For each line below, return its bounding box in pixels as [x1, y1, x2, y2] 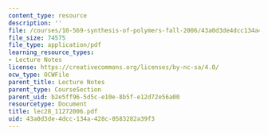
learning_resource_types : [8, 48, 94, 56]
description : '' [8, 19, 62, 27]
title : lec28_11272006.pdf [8, 108, 98, 116]
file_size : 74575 [8, 33, 66, 42]
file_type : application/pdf [8, 41, 102, 49]
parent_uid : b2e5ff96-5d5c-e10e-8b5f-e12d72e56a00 [8, 93, 180, 101]
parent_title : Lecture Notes [8, 78, 105, 86]
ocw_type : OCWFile [8, 71, 69, 79]
